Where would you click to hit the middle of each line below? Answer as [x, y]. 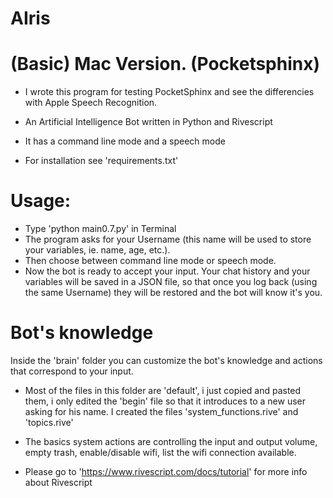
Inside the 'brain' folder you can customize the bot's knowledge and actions [166, 360]
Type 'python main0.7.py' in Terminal [100, 229]
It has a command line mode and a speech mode [125, 141]
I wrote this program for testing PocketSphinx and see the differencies [169, 92]
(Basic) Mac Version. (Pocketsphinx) [165, 64]
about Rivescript [58, 482]
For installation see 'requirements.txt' [101, 161]
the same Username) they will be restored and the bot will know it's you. [173, 293]
